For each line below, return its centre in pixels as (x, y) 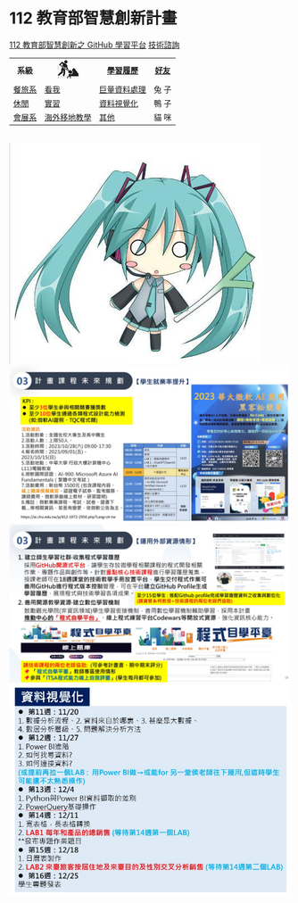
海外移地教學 (68, 118)
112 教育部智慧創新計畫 (93, 18)
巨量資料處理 (123, 89)
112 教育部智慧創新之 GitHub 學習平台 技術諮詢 (95, 45)
